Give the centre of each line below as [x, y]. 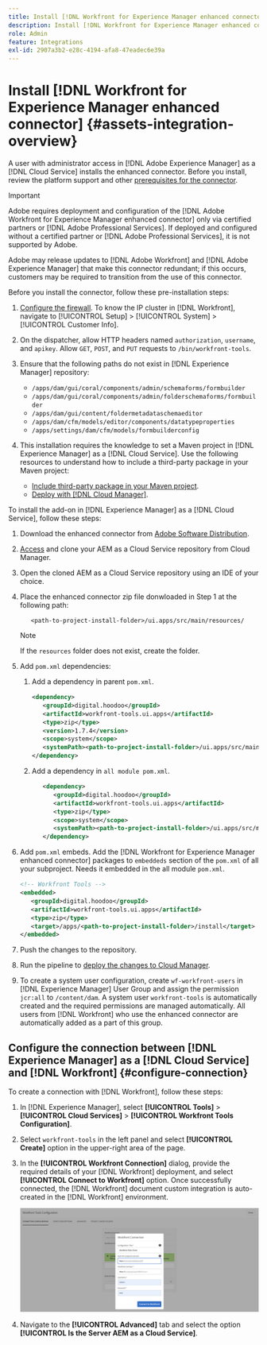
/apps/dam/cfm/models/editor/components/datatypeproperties [133, 422]
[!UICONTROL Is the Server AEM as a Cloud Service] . [108, 1333]
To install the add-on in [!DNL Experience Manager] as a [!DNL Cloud [121, 510]
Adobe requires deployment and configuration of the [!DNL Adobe [116, 211]
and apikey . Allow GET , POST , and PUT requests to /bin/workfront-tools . [135, 349]
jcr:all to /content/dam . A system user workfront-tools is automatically [138, 998]
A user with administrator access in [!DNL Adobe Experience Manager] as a [132, 164]
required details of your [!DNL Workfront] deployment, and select [126, 1172]
